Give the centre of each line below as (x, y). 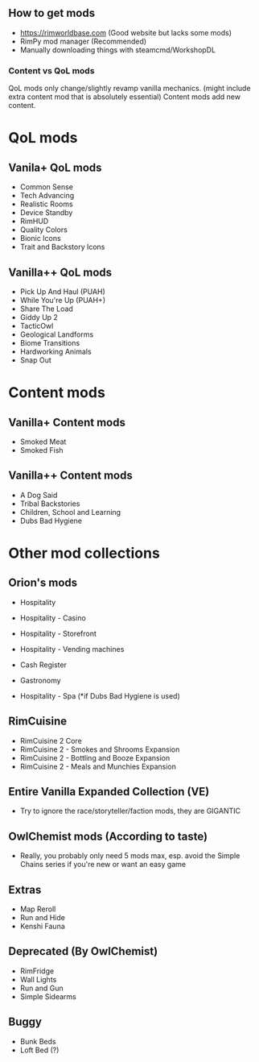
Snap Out (35, 360)
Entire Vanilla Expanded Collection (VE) (109, 792)
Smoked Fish (41, 450)
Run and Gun (41, 988)
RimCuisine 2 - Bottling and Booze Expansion (95, 757)
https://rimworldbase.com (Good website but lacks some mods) (125, 32)
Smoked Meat (43, 442)
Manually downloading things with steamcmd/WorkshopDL (117, 50)
